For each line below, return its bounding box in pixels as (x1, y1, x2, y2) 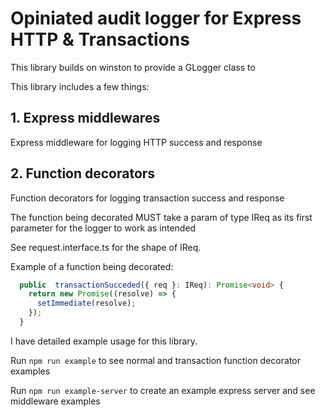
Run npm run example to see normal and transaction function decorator (10, 354, 301, 366)
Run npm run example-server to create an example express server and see (10, 384, 316, 396)
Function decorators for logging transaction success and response (10, 192, 285, 204)
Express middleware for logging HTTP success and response (10, 136, 263, 148)
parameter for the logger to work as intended (10, 222, 197, 234)
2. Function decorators (10, 165, 156, 182)
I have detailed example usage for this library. (10, 335, 198, 347)
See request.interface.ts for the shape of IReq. (10, 241, 202, 253)
